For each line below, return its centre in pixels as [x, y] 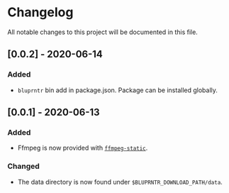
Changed [24, 166]
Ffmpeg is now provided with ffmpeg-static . [83, 148]
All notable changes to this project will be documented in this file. [103, 32]
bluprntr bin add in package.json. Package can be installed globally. [118, 90]
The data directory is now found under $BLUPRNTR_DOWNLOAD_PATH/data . [120, 182]
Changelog [40, 12]
